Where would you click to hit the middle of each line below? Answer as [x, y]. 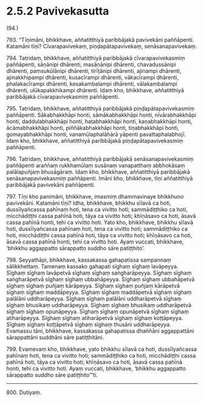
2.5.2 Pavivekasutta [58, 11]
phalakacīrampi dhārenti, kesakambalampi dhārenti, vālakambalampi [92, 84]
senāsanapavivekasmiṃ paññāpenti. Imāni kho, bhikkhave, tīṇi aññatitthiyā [100, 178]
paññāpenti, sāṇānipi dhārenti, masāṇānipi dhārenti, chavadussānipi [91, 64]
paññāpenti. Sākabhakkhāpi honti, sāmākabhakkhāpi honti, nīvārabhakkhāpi [101, 115]
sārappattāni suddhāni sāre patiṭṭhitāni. [55, 337]
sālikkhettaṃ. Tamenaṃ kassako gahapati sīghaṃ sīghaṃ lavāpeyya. [92, 266]
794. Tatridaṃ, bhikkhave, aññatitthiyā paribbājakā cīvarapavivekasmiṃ [96, 58]
